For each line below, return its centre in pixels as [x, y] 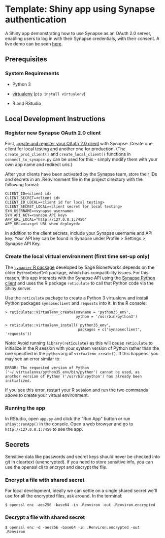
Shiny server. [18, 288]
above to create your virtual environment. [47, 395]
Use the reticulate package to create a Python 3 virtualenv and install [77, 298]
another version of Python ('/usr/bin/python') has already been [73, 376]
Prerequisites [26, 60]
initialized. [18, 381]
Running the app [25, 408]
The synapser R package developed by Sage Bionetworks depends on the [80, 267]
